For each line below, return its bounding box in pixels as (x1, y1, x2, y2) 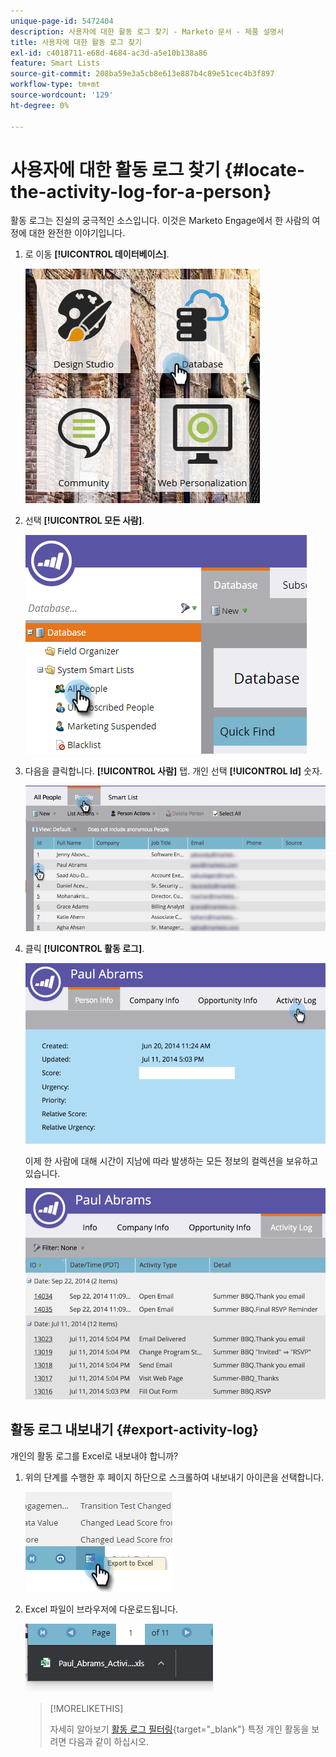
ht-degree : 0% (10, 100, 70, 110)
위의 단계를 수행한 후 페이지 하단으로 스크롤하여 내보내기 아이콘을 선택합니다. (24, 1471, 325, 1483)
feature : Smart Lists (10, 58, 101, 69)
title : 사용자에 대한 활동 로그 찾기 (10, 37, 143, 47)
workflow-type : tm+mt (10, 80, 101, 90)
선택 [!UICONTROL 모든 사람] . (24, 515, 145, 527)
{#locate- (224, 158, 306, 181)
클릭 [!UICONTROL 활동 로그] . (24, 943, 145, 955)
